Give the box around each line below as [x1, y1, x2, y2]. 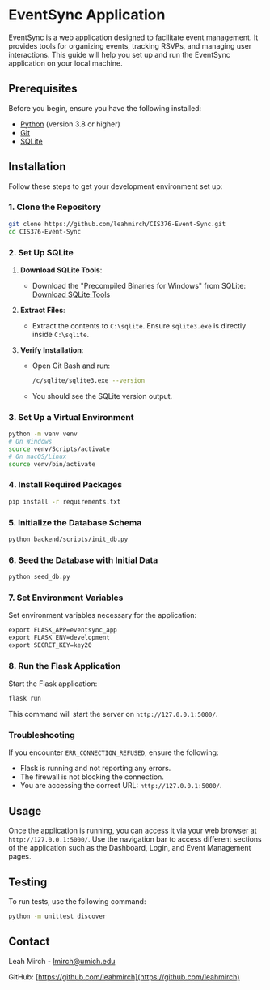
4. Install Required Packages [8, 479, 123, 491]
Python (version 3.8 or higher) [19, 119, 121, 129]
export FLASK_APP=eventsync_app [8, 626, 117, 634]
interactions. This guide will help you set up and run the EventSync [8, 49, 230, 59]
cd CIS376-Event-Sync [8, 227, 82, 236]
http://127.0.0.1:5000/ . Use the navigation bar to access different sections [8, 834, 262, 844]
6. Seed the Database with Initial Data [8, 554, 158, 565]
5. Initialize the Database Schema [8, 516, 142, 528]
